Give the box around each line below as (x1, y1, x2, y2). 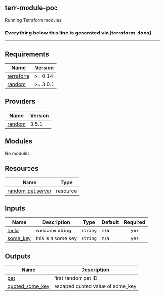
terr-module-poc (5, 4, 58, 12)
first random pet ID (54, 274, 98, 281)
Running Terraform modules (5, 17, 62, 23)
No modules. (5, 150, 31, 156)
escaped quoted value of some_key (54, 283, 137, 290)
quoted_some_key (7, 283, 50, 290)
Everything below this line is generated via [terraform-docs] (5, 29, 151, 36)
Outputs (5, 252, 31, 260)
